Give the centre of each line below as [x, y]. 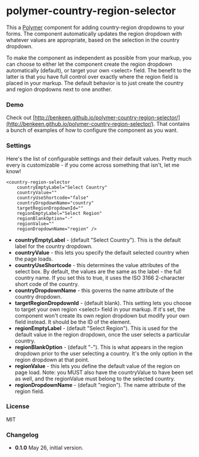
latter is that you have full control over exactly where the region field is [92, 77]
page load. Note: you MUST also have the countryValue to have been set [104, 372]
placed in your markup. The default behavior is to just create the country [95, 83]
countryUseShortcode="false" [53, 198]
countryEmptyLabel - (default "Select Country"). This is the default [98, 240]
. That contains [172, 124]
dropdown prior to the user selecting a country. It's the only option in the [104, 353]
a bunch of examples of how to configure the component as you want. [92, 130]
